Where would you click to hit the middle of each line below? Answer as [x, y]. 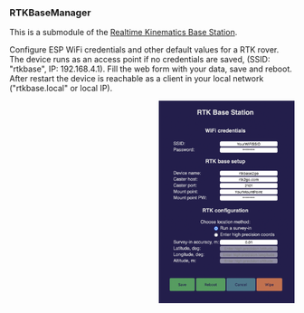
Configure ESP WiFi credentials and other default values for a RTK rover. [144, 50]
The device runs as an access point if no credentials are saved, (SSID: [140, 60]
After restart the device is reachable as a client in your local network [137, 79]
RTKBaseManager [50, 13]
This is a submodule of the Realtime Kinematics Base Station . [123, 33]
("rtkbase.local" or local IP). [61, 89]
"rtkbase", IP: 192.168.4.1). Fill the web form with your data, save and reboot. [151, 69]
